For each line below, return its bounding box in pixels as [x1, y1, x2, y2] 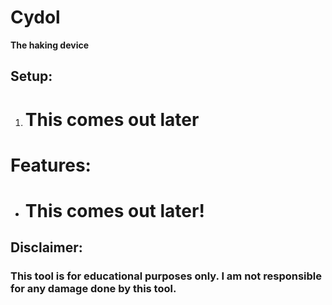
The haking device [10, 39, 90, 51]
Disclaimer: [10, 239, 83, 256]
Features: [10, 154, 92, 176]
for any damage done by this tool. [10, 282, 177, 296]
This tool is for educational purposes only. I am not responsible [10, 269, 323, 283]
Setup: [10, 68, 53, 85]
